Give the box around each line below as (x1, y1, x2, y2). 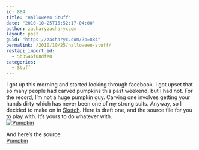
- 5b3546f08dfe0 (11, 53, 52, 59)
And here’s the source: (6, 131, 62, 138)
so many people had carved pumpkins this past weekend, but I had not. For (6, 88, 193, 95)
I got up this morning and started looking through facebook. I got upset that (6, 81, 194, 88)
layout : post (6, 31, 39, 37)
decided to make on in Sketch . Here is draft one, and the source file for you (6, 106, 192, 114)
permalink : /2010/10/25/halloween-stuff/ (6, 43, 112, 49)
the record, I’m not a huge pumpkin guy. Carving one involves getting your (6, 94, 191, 101)
